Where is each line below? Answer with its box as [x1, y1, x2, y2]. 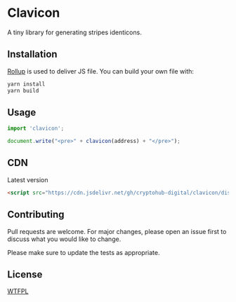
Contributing [7, 209, 65, 221]
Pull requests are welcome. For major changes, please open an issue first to [7, 227, 227, 235]
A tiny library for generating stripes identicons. [7, 28, 142, 36]
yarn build [7, 87, 39, 94]
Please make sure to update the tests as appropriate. [7, 248, 160, 256]
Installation [7, 48, 58, 60]
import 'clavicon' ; [7, 125, 65, 132]
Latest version [7, 175, 48, 184]
